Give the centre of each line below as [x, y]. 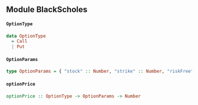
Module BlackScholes [47, 10]
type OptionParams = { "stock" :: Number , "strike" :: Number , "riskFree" [100, 72]
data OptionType [26, 36]
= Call [19, 41]
